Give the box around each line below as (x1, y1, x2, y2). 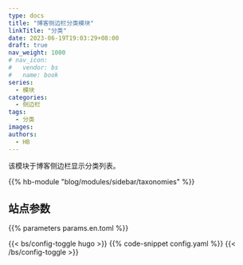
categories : (8, 93, 48, 101)
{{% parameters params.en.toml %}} (8, 223, 129, 233)
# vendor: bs (8, 64, 59, 72)
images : (8, 123, 34, 131)
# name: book (8, 71, 59, 79)
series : (8, 78, 34, 86)
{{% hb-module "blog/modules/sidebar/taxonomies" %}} (8, 176, 195, 186)
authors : (8, 130, 37, 138)
